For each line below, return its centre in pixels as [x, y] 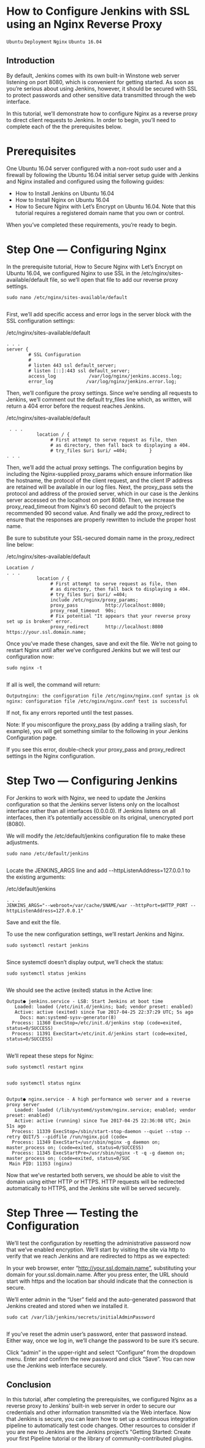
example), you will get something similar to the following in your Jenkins [97, 731]
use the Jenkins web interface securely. [57, 1365]
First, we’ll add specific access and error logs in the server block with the [99, 314]
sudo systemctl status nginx [44, 1083]
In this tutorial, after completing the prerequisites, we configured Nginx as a [102, 1399]
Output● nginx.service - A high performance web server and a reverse [99, 1099]
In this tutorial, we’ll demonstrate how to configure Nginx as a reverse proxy [102, 113]
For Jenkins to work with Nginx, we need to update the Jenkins [86, 798]
